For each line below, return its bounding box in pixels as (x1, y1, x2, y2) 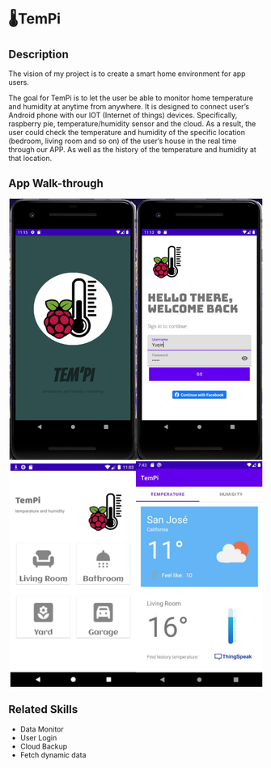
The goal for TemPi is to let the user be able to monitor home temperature (8, 93, 253, 103)
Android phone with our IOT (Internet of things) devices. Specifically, (8, 110, 238, 120)
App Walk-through (8, 176, 104, 190)
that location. (8, 154, 53, 163)
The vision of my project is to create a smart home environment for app (8, 69, 246, 78)
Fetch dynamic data (19, 749, 87, 760)
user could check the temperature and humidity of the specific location (8, 128, 245, 137)
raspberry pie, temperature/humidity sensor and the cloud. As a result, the (8, 119, 256, 129)
